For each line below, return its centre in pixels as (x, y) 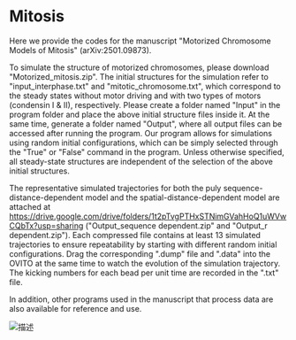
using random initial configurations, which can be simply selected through (144, 143)
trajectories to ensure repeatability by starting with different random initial (143, 244)
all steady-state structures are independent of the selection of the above (141, 161)
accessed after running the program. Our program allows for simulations (140, 133)
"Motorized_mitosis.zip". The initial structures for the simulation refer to (139, 76)
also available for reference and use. (76, 308)
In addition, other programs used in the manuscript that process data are (141, 299)
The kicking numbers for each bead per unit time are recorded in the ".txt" (144, 273)
